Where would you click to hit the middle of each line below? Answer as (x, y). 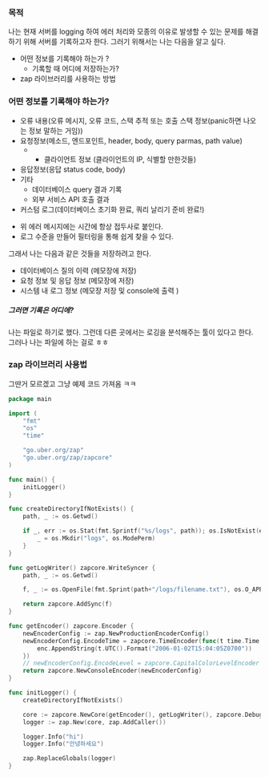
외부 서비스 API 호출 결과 (70, 199)
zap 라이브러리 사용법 (48, 365)
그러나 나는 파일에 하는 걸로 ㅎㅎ (59, 342)
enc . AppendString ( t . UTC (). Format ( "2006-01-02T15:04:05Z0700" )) (145, 648)
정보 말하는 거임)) (56, 131)
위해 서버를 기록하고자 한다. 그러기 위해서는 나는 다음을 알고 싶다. (124, 42)
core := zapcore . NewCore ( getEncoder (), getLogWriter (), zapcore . (134, 714)
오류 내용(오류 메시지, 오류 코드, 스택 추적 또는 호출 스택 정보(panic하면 (130, 120)
